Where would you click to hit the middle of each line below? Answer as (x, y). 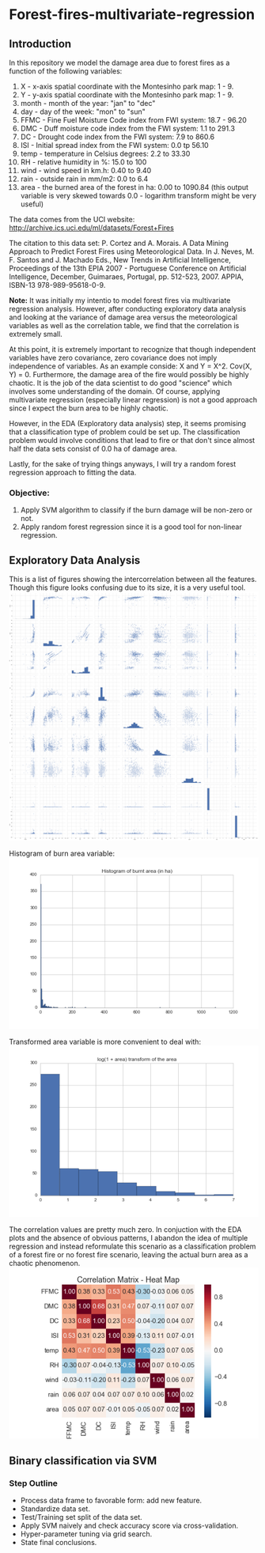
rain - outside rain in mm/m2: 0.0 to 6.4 (84, 179)
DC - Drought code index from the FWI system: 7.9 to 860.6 (117, 137)
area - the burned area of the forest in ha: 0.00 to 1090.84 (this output (134, 187)
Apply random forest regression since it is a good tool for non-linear (131, 527)
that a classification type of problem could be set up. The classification (125, 432)
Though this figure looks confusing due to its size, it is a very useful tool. (127, 588)
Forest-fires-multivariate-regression (132, 15)
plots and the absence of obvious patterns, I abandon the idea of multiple (129, 1238)
